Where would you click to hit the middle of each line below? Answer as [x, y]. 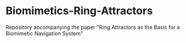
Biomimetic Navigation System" [45, 33]
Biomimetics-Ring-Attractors [79, 11]
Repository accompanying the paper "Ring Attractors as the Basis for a [93, 27]
